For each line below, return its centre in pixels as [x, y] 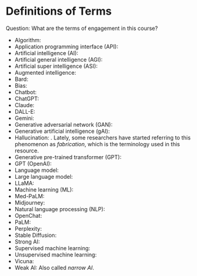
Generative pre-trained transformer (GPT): [68, 157]
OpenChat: [28, 215]
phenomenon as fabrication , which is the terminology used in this [97, 144]
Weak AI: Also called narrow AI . [54, 267]
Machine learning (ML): [44, 189]
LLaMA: [24, 183]
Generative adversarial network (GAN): [63, 124]
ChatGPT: [27, 99]
